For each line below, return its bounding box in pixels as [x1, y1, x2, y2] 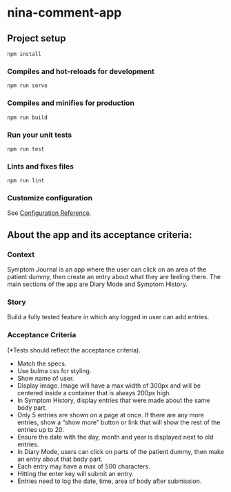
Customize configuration [7, 193, 93, 203]
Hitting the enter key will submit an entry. [17, 469, 134, 477]
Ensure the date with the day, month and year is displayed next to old [17, 433, 214, 441]
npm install [7, 50, 41, 57]
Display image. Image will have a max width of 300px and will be [17, 381, 201, 390]
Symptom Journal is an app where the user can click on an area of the [7, 265, 207, 274]
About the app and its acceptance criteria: [7, 229, 192, 240]
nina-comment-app [7, 5, 122, 21]
